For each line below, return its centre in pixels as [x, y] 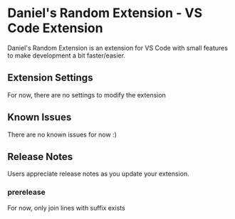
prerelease [27, 192]
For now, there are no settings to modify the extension [87, 95]
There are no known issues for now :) [62, 134]
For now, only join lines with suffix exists [67, 208]
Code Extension [55, 28]
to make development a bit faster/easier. [67, 55]
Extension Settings [50, 78]
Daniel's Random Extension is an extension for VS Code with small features [117, 48]
